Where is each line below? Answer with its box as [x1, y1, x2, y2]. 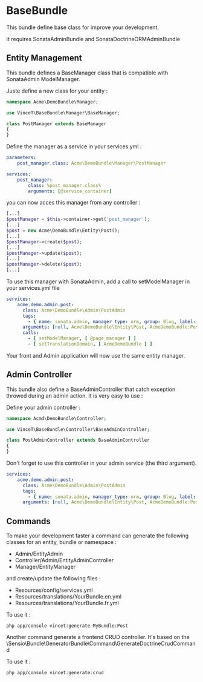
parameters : [6, 155, 36, 161]
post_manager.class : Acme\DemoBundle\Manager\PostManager [17, 160, 166, 166]
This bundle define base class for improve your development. [6, 24, 159, 31]
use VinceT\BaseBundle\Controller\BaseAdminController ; [6, 426, 150, 433]
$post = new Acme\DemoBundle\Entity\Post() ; [6, 228, 120, 234]
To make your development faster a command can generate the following [6, 532, 189, 539]
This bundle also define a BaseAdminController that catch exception [6, 385, 176, 393]
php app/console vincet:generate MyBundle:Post [6, 623, 129, 629]
